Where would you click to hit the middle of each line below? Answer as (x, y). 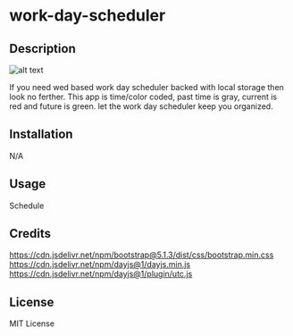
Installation (41, 134)
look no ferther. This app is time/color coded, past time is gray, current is (143, 97)
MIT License (32, 323)
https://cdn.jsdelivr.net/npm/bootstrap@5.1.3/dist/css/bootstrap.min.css (142, 255)
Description (42, 49)
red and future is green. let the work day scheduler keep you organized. (142, 106)
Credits (30, 234)
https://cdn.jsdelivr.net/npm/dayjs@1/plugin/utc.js (101, 274)
